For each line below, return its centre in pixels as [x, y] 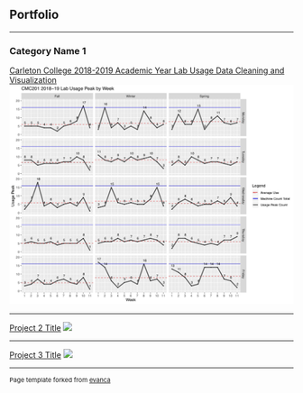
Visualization [33, 80]
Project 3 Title [35, 355]
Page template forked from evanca [60, 380]
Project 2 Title [35, 328]
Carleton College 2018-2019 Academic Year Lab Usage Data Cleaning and [147, 70]
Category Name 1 [48, 50]
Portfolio [34, 15]
